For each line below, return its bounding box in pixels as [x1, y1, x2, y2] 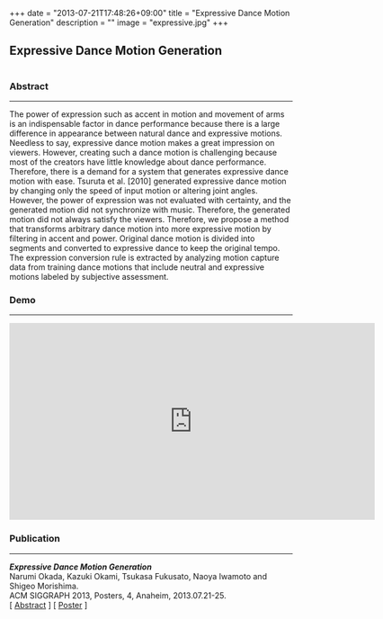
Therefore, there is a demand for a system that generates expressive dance [9, 166, 289, 177]
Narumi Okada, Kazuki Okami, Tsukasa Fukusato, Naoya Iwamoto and [9, 570, 268, 581]
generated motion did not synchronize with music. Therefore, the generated [9, 204, 290, 215]
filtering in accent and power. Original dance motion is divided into [9, 233, 255, 244]
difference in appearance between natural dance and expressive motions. [9, 128, 283, 139]
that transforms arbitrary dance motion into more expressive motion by [9, 224, 272, 235]
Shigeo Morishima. [9, 580, 79, 591]
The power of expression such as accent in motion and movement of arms [9, 109, 285, 120]
